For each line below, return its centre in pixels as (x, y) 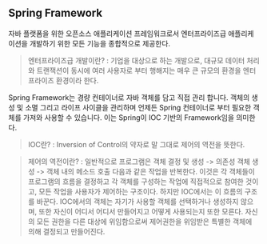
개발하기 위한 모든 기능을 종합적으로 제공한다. (100, 43)
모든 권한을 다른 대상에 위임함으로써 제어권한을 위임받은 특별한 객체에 (144, 221)
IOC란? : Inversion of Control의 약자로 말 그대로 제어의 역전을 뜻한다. (136, 144)
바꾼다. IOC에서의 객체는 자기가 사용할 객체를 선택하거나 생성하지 (137, 201)
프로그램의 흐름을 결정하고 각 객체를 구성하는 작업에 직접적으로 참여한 (135, 181)
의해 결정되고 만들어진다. (66, 231)
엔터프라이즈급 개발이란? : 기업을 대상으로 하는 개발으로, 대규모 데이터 (136, 60)
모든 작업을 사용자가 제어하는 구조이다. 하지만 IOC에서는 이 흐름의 (141, 191)
